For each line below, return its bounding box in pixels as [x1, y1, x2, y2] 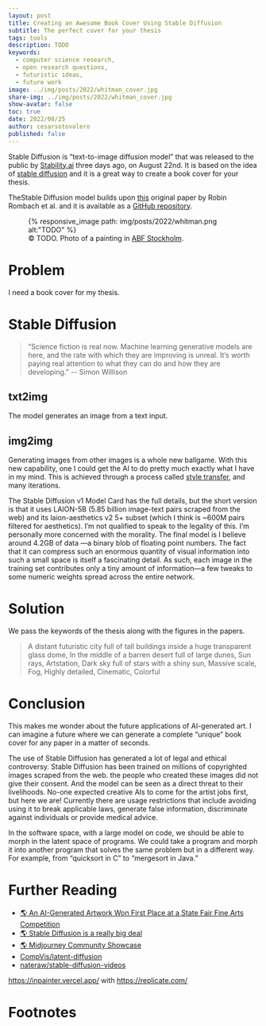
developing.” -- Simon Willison [27, 367, 128, 376]
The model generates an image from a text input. [8, 411, 168, 421]
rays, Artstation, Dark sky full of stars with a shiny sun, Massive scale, [27, 659, 256, 668]
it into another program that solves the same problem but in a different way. [8, 845, 256, 854]
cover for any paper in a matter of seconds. [8, 738, 151, 748]
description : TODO [8, 41, 69, 49]
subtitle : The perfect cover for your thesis [8, 26, 161, 34]
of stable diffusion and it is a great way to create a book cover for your [8, 169, 239, 178]
